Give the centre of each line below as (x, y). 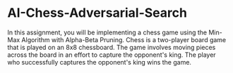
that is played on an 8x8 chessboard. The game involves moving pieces (112, 47)
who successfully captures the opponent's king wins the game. (100, 62)
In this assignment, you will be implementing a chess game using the (107, 32)
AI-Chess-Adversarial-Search (97, 13)
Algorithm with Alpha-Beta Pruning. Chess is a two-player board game (124, 39)
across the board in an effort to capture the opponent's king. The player (112, 55)
